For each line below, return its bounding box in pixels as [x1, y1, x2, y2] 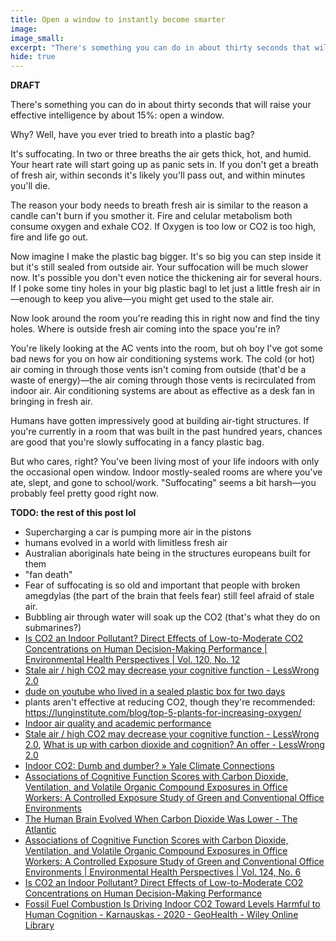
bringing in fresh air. [10, 396, 93, 408]
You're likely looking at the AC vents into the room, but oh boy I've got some [10, 342, 323, 355]
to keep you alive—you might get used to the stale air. [52, 293, 275, 305]
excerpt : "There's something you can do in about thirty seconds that [10, 42, 311, 53]
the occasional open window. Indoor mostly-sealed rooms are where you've [10, 466, 323, 478]
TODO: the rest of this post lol [10, 507, 137, 519]
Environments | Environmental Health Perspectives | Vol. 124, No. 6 [24, 866, 302, 878]
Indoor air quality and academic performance [24, 717, 212, 730]
